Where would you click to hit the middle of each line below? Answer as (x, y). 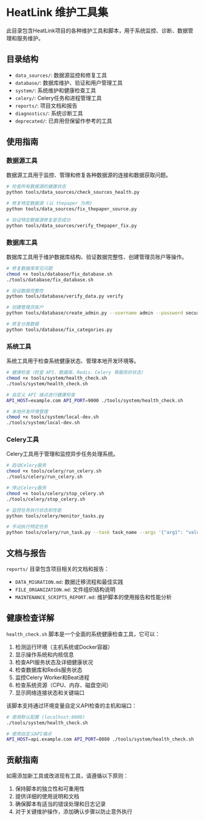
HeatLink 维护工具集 (57, 12)
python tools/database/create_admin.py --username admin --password (95, 313)
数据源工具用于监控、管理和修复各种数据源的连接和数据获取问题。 (89, 175)
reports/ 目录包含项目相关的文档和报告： (58, 569)
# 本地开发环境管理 (27, 411)
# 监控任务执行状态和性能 (34, 510)
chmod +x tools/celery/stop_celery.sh (55, 493)
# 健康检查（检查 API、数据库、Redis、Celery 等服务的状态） (76, 372)
